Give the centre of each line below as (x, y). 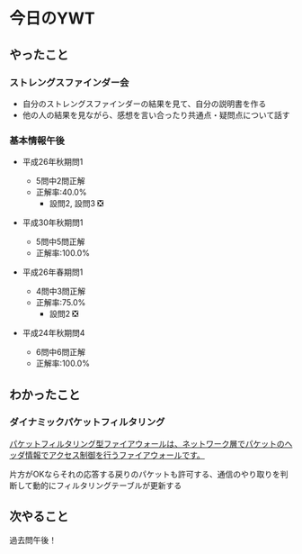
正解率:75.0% (61, 303)
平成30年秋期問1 (53, 223)
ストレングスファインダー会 (69, 82)
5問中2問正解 (60, 181)
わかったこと (45, 394)
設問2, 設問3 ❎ (76, 204)
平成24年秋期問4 (53, 333)
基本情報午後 (37, 141)
